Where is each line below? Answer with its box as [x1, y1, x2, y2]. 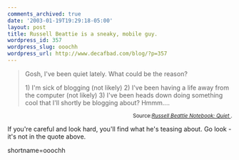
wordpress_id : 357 [7, 37, 62, 44]
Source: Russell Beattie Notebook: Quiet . [133, 112, 233, 119]
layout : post [7, 23, 46, 31]
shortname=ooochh [7, 146, 66, 154]
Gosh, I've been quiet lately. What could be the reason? [24, 69, 188, 78]
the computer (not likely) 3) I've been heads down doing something [24, 90, 223, 100]
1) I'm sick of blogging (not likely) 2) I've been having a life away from [24, 83, 230, 92]
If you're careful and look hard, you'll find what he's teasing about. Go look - [7, 124, 232, 133]
